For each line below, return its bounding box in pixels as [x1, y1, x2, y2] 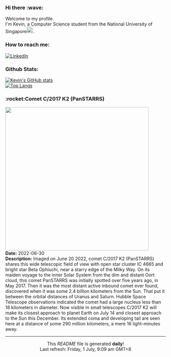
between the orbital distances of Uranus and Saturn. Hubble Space [5, 294, 146, 300]
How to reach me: [5, 41, 50, 48]
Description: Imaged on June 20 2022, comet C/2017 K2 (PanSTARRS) [5, 256, 154, 262]
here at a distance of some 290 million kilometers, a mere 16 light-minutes [5, 321, 160, 327]
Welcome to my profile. [5, 16, 54, 22]
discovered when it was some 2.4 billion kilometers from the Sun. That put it [5, 288, 165, 294]
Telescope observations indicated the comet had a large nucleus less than [5, 299, 161, 305]
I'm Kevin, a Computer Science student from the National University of [5, 21, 153, 27]
